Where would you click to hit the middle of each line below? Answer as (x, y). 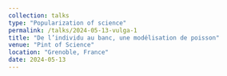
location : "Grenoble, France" (59, 52)
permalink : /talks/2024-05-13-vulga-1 (73, 30)
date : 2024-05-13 (37, 60)
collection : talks (39, 15)
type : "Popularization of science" (68, 23)
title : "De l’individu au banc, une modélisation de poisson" (114, 38)
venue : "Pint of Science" (51, 45)
